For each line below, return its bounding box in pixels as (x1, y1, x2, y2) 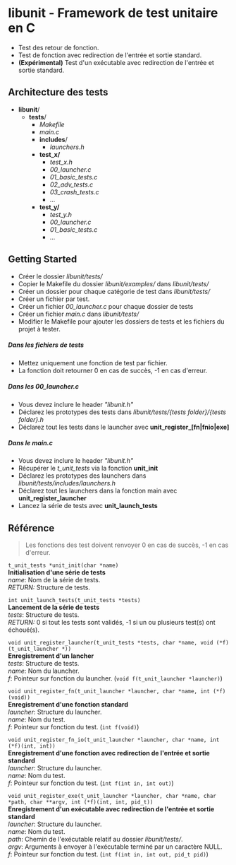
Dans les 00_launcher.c (8, 382, 80, 391)
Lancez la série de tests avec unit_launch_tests (18, 502, 158, 510)
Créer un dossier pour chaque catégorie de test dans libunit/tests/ (18, 287, 211, 295)
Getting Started (8, 253, 77, 266)
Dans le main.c (8, 439, 54, 447)
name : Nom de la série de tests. (8, 576, 101, 584)
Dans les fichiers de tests (8, 341, 84, 349)
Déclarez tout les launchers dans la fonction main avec (18, 486, 178, 495)
